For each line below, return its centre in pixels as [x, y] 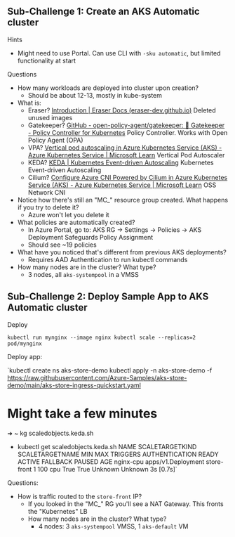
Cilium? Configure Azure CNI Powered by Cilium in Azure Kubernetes [128, 177]
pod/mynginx [25, 344]
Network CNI [47, 192]
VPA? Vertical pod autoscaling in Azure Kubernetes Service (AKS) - [125, 148]
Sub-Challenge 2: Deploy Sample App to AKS [108, 297]
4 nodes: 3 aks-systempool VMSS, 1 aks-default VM [113, 526]
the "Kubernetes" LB [58, 511]
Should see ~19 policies [62, 245]
